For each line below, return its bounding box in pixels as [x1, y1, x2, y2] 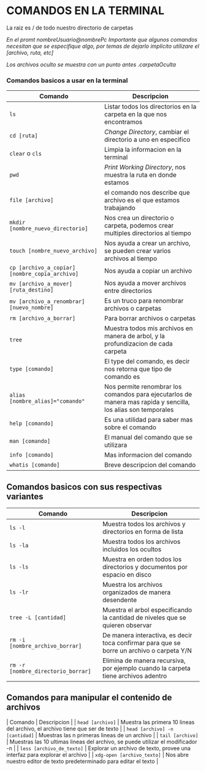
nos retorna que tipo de [104, 365, 172, 373]
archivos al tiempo [104, 254, 158, 263]
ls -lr [9, 589, 29, 596]
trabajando [104, 204, 136, 212]
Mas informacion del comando [104, 451, 192, 459]
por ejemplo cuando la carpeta [102, 664, 191, 673]
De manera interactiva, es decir [102, 631, 193, 640]
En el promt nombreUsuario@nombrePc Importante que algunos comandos [6, 36, 198, 43]
